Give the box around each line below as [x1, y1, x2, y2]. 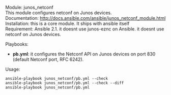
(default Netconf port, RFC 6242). [12, 56, 84, 62]
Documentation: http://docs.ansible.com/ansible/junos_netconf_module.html [5, 15, 166, 21]
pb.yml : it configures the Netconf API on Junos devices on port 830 [12, 51, 156, 57]
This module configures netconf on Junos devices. [5, 10, 112, 16]
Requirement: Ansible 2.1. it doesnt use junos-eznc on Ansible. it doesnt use [5, 26, 164, 32]
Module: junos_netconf [5, 5, 53, 10]
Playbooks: [5, 41, 29, 47]
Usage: [5, 66, 20, 72]
